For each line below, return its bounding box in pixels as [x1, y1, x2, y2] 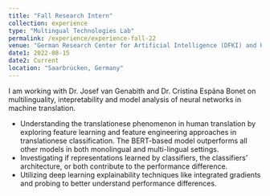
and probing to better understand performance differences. [19, 178, 217, 188]
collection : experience [8, 19, 88, 27]
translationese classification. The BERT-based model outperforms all [19, 136, 247, 145]
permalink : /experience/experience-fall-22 [8, 34, 157, 43]
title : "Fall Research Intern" [8, 11, 113, 20]
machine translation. [8, 103, 76, 112]
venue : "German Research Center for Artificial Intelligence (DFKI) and [8, 42, 257, 50]
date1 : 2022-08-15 [8, 49, 70, 57]
